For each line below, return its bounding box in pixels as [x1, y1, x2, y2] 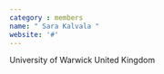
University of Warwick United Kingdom [9, 55, 156, 66]
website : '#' [9, 30, 59, 39]
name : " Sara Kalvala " [9, 22, 100, 31]
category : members [9, 13, 84, 23]
